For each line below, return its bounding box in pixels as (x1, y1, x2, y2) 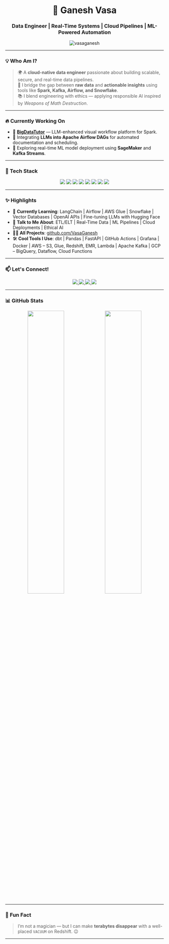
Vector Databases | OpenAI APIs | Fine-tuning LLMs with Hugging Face (12, 213, 160, 220)
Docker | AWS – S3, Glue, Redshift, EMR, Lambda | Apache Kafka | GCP (12, 243, 161, 249)
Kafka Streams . (12, 151, 46, 157)
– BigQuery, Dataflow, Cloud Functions (12, 248, 93, 254)
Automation (81, 29, 111, 36)
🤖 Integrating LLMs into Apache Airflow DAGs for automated (12, 134, 139, 140)
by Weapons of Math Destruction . (17, 100, 88, 106)
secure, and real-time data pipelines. (17, 77, 94, 83)
